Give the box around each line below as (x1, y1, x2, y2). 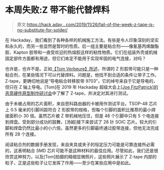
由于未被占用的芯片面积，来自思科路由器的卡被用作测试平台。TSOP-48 (5, 101, 148, 106)
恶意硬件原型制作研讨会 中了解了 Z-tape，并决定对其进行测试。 (5, 90, 131, 96)
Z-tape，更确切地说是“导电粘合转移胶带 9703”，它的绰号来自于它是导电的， (5, 78, 158, 84)
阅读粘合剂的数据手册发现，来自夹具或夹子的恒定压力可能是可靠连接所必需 (5, 141, 155, 147)
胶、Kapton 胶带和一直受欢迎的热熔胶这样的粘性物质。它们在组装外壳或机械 (5, 49, 158, 55)
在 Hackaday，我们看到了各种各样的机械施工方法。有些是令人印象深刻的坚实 (5, 37, 159, 43)
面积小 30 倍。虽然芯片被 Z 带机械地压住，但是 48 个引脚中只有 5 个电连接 (9, 113, 159, 119)
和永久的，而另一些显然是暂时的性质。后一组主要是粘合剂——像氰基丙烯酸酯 (5, 43, 159, 49)
